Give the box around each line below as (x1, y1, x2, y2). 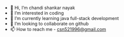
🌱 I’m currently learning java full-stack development (10, 15, 119, 21)
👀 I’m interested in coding (10, 10, 64, 16)
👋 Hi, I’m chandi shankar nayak (10, 5, 76, 10)
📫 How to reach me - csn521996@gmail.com (10, 26, 106, 32)
